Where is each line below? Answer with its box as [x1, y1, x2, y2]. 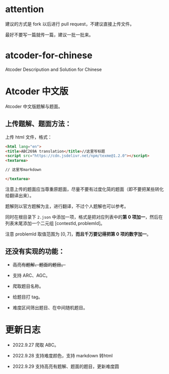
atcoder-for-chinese [5, 50, 93, 61]
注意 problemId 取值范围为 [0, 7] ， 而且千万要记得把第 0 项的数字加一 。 [5, 231, 151, 237]
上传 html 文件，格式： [5, 134, 52, 140]
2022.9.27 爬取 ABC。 [12, 342, 59, 348]
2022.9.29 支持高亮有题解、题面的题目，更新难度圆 [12, 363, 119, 369]
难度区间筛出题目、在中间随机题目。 [12, 304, 88, 310]
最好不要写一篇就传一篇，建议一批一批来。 [5, 31, 94, 37]
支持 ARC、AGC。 [12, 272, 50, 278]
